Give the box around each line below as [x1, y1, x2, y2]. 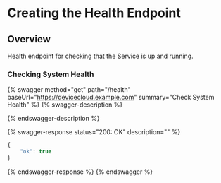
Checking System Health [7, 69, 94, 79]
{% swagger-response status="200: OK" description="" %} [7, 128, 181, 136]
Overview [7, 33, 51, 45]
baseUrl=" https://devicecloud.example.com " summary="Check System [7, 93, 215, 102]
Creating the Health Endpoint [7, 5, 181, 21]
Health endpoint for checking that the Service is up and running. [7, 52, 194, 60]
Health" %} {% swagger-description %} [7, 100, 123, 109]
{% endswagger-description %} [7, 114, 100, 123]
